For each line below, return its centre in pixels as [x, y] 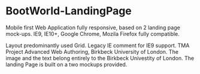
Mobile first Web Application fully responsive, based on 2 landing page [93, 27]
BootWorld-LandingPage [69, 11]
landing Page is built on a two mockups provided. [66, 64]
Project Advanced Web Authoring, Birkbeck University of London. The [92, 51]
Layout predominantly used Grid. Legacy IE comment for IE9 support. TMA [98, 45]
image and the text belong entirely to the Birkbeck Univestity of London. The [100, 58]
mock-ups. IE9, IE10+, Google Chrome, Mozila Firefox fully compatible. [93, 33]
